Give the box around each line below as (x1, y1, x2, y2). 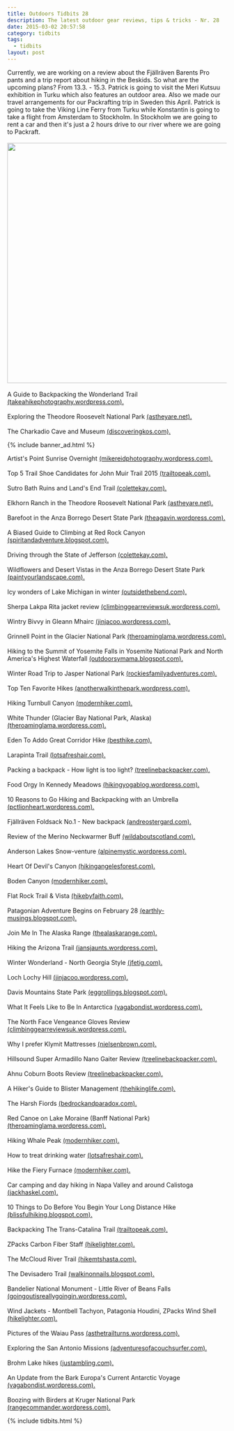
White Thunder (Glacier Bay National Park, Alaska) (7, 713, 152, 722)
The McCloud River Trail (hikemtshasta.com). (7, 1254, 137, 1263)
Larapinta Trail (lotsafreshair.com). (7, 751, 106, 759)
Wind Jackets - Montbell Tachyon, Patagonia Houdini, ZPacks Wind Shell (7, 1306, 217, 1315)
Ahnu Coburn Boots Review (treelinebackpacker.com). (7, 1069, 164, 1078)
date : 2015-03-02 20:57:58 (7, 23, 86, 30)
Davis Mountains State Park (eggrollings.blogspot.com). (7, 988, 168, 996)
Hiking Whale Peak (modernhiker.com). (7, 1136, 120, 1144)
